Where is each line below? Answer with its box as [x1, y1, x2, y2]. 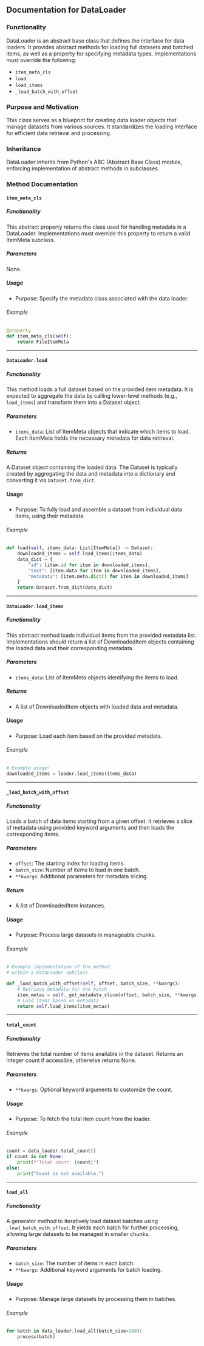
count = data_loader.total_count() [6, 1148, 97, 1154]
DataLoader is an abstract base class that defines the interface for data [6, 36, 185, 44]
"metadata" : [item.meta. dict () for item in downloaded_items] [28, 573, 189, 580]
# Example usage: [6, 765, 50, 771]
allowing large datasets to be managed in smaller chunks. [6, 1230, 150, 1238]
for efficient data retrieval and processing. [6, 129, 112, 136]
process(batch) [17, 1334, 56, 1340]
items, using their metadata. [15, 512, 85, 519]
